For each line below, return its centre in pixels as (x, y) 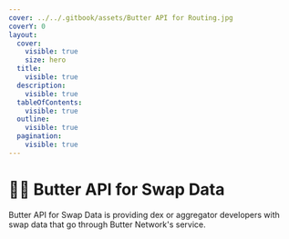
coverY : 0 (27, 26)
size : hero (46, 60)
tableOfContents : (50, 102)
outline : (33, 119)
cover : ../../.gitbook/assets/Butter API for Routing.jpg (121, 18)
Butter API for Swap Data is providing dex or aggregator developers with (144, 214)
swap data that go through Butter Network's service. (107, 224)
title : (29, 69)
